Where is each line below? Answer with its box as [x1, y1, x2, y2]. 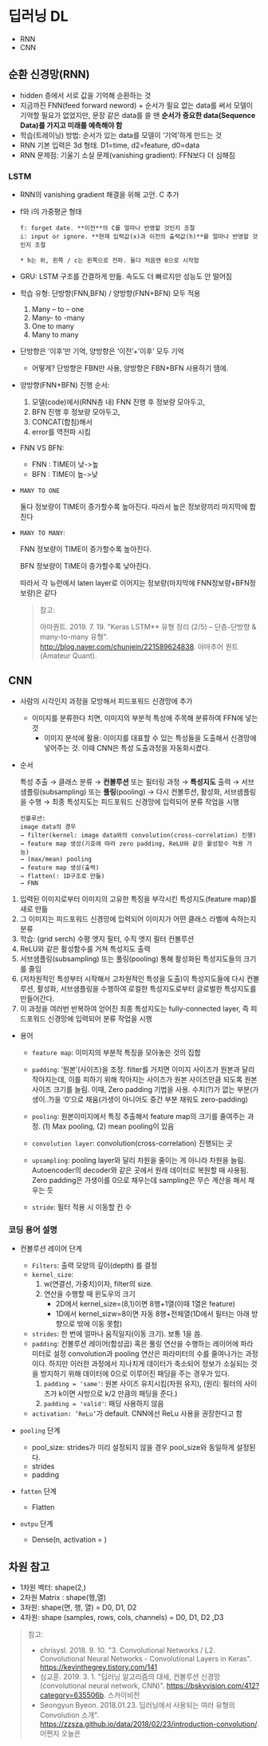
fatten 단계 [19, 1487, 57, 1496]
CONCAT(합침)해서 [31, 417, 93, 427]
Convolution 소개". [39, 1710, 100, 1720]
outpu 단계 [19, 1519, 53, 1528]
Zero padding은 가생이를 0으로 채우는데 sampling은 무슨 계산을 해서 [31, 1175, 246, 1184]
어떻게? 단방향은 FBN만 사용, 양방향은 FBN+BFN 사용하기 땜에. [31, 364, 229, 373]
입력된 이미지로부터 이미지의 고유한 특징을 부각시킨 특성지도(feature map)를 [19, 894, 257, 904]
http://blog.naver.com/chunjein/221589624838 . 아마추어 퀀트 [39, 642, 238, 652]
